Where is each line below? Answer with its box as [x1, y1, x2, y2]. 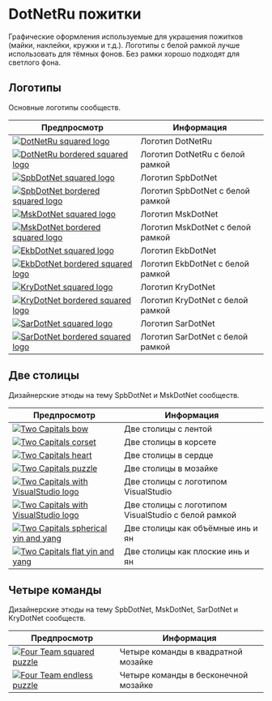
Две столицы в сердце [124, 449, 214, 460]
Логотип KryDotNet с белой [140, 294, 249, 306]
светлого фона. [8, 58, 62, 67]
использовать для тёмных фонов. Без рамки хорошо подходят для [8, 49, 240, 58]
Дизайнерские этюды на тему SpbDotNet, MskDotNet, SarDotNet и [8, 605, 239, 614]
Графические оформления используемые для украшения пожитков [8, 32, 244, 41]
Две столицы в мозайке [124, 463, 219, 474]
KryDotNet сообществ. [8, 613, 87, 623]
